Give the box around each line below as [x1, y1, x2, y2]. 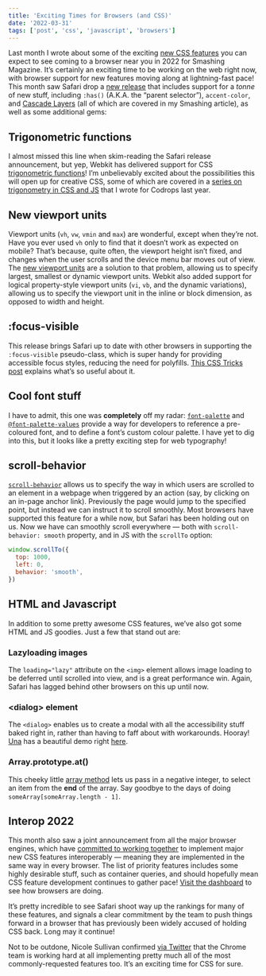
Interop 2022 [8, 814, 74, 827]
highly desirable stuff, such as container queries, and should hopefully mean [8, 869, 259, 879]
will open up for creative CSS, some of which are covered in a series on [8, 176, 242, 187]
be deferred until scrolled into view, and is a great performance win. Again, [8, 673, 253, 683]
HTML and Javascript [8, 598, 117, 611]
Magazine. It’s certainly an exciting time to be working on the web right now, [8, 65, 257, 75]
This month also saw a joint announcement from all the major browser [8, 835, 237, 845]
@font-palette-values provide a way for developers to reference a [8, 419, 225, 428]
